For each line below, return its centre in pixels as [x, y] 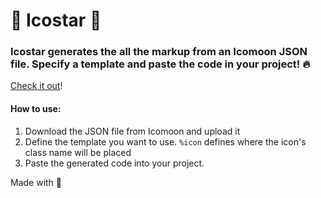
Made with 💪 [36, 182]
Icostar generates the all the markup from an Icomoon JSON [159, 52]
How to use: [36, 109]
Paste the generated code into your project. [114, 163]
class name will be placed [78, 152]
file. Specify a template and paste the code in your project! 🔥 [160, 64]
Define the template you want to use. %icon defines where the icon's [165, 141]
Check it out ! [36, 86]
